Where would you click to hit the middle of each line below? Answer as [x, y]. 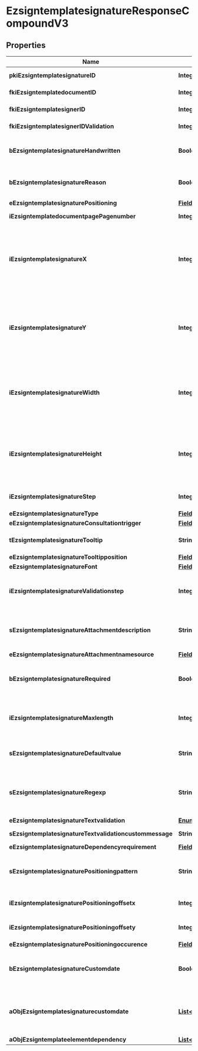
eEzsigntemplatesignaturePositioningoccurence [78, 944]
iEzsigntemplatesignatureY [48, 328]
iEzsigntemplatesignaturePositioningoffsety [72, 927]
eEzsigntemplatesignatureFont [53, 567]
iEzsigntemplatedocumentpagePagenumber [72, 216]
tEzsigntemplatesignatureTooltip [56, 540]
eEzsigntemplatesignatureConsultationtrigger [75, 523]
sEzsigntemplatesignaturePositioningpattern [73, 871]
